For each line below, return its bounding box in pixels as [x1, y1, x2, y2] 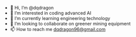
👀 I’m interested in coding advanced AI [10, 10, 92, 16]
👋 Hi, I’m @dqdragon [10, 5, 54, 10]
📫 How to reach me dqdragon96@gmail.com [10, 26, 106, 32]
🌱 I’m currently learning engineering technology [10, 15, 111, 21]
